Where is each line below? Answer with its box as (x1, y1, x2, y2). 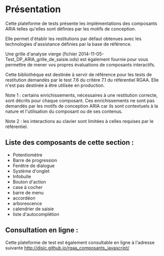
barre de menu (12, 189, 44, 196)
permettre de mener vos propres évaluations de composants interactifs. (5, 61, 156, 68)
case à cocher (12, 184, 43, 190)
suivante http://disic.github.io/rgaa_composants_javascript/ (5, 245, 129, 251)
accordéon (12, 195, 36, 201)
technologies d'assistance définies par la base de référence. (5, 41, 132, 47)
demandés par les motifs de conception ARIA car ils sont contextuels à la (5, 103, 158, 109)
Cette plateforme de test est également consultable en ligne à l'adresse (5, 239, 155, 245)
